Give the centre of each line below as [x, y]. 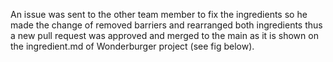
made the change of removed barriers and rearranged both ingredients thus [166, 25]
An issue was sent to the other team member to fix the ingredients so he [159, 14]
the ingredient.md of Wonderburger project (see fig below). [132, 46]
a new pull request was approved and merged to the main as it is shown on [164, 35]
